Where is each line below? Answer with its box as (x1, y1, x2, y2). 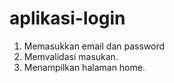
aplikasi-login (9, 7, 126, 30)
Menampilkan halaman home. (23, 61, 146, 73)
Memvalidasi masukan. (23, 50, 119, 62)
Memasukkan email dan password (23, 40, 166, 52)
